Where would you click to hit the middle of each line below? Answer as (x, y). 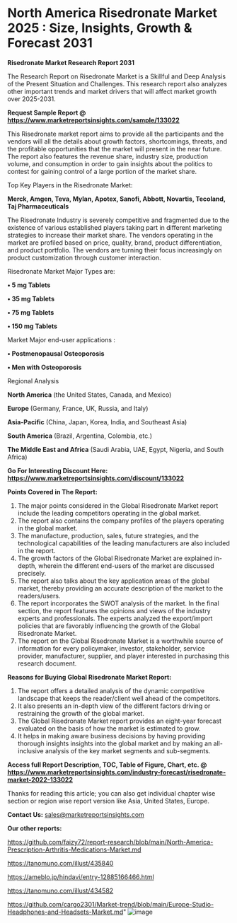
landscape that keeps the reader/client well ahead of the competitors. (119, 698)
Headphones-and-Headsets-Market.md (65, 912)
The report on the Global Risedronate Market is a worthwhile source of (120, 641)
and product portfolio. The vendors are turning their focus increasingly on (115, 250)
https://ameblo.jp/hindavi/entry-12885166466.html (81, 877)
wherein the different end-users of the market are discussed (126, 565)
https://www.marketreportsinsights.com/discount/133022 (96, 478)
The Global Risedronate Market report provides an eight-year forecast (119, 721)
